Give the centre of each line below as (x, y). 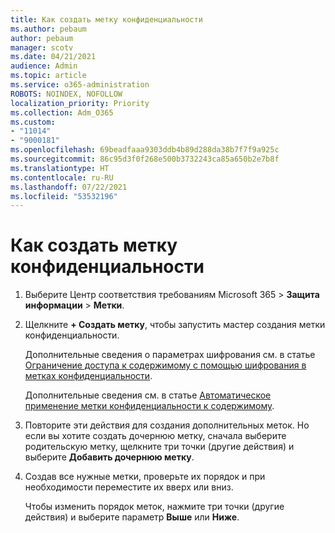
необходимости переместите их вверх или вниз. (129, 487)
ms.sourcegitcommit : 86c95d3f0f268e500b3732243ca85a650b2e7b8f (145, 159)
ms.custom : (33, 122)
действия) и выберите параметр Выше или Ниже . (132, 517)
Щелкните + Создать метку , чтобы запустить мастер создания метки (175, 325)
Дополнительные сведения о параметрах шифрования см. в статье (170, 355)
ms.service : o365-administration (80, 85)
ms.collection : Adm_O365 (62, 112)
